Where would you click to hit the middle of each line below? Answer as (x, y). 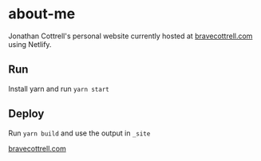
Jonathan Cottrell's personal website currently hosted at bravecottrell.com (130, 36)
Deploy (26, 114)
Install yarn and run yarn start (59, 88)
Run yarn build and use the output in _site (79, 133)
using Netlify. (30, 44)
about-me (42, 14)
